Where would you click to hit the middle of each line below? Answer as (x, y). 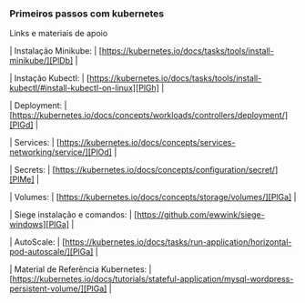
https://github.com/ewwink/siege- (201, 215)
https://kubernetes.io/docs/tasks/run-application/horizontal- (178, 242)
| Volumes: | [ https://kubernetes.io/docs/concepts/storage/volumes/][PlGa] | (153, 197)
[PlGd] (21, 125)
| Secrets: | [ (33, 170)
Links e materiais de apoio (59, 34)
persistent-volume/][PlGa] (58, 288)
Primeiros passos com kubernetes (87, 14)
